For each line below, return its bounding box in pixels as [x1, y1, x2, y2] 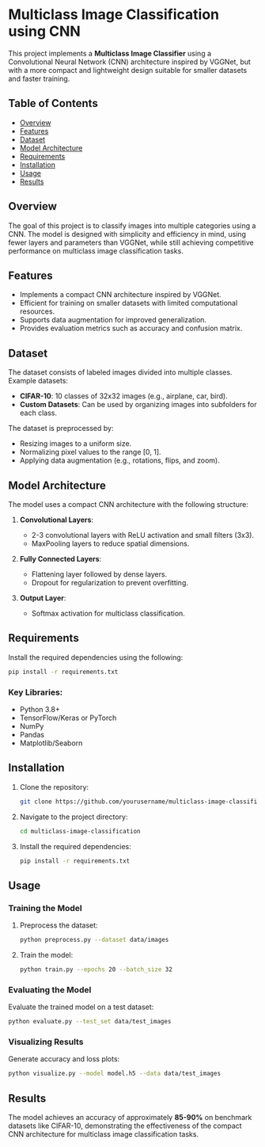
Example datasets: [8, 376, 69, 386]
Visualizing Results [8, 1036, 84, 1047]
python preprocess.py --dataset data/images [19, 936, 169, 944]
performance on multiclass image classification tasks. [8, 246, 184, 255]
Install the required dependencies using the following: [8, 652, 184, 662]
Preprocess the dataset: [19, 920, 98, 930]
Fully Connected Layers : [19, 554, 102, 563]
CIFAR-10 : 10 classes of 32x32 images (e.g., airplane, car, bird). [19, 391, 228, 401]
